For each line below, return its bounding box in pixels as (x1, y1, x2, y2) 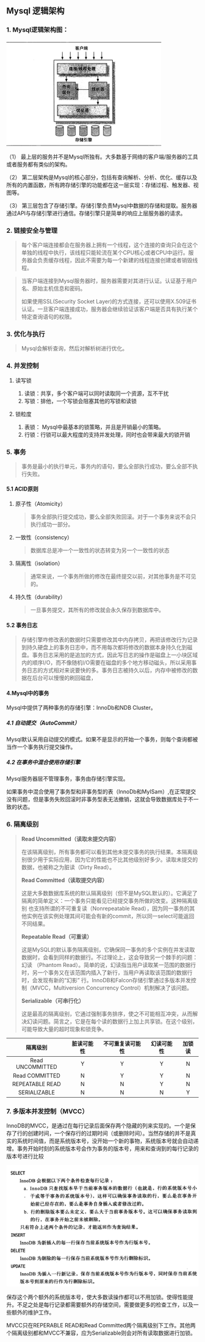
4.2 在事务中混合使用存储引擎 (6, 759, 81, 766)
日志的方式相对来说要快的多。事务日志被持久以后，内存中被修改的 (26, 666, 193, 674)
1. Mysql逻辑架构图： (6, 26, 69, 34)
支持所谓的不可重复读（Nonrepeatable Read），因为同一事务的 (33, 905, 190, 912)
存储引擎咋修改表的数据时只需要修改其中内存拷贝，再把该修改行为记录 (21, 636, 198, 643)
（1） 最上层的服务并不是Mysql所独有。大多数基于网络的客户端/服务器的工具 (6, 153, 198, 160)
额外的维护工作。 (11, 1309, 55, 1316)
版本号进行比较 (6, 1153, 44, 1160)
